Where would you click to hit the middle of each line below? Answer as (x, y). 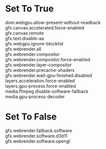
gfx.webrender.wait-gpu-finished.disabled (49, 75)
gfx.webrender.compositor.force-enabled (48, 59)
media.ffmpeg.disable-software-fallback (47, 91)
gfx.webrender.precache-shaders (40, 70)
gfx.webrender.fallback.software (39, 131)
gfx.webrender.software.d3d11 (36, 136)
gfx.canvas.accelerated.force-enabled (45, 27)
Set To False (31, 117)
